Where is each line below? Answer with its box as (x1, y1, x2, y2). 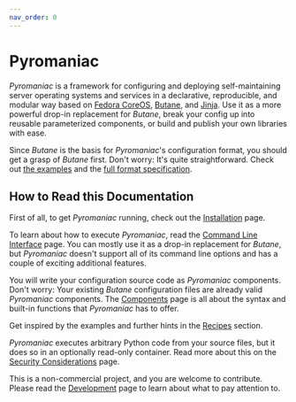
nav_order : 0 (9, 12, 57, 22)
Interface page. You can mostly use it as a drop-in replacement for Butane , (9, 239, 282, 250)
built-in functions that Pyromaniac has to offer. (9, 303, 179, 314)
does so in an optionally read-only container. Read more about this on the (9, 347, 277, 358)
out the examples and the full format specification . (9, 163, 193, 174)
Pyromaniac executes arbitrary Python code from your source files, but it (9, 337, 276, 348)
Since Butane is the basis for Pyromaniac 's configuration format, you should (9, 144, 287, 155)
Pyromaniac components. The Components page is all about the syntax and (9, 294, 286, 305)
